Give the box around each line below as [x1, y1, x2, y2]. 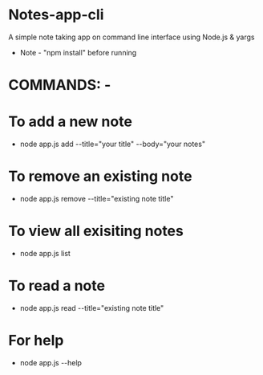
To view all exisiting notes [8, 222, 184, 240]
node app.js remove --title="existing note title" [19, 194, 174, 203]
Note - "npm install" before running [19, 47, 137, 57]
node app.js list [19, 248, 71, 258]
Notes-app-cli [8, 6, 104, 24]
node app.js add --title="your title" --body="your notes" [19, 139, 206, 149]
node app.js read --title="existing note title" [19, 303, 164, 312]
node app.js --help [19, 357, 83, 367]
